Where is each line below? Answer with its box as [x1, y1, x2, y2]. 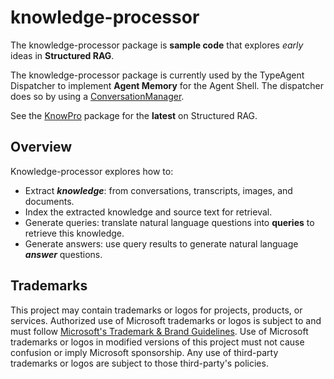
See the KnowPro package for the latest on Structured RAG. [10, 109, 258, 121]
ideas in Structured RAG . [10, 49, 115, 61]
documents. [24, 195, 75, 207]
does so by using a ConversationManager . [10, 90, 185, 102]
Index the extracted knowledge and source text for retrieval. [24, 206, 273, 218]
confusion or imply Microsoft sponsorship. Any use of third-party [10, 346, 279, 358]
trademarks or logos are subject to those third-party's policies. [10, 357, 269, 369]
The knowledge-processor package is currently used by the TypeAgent [10, 69, 305, 81]
